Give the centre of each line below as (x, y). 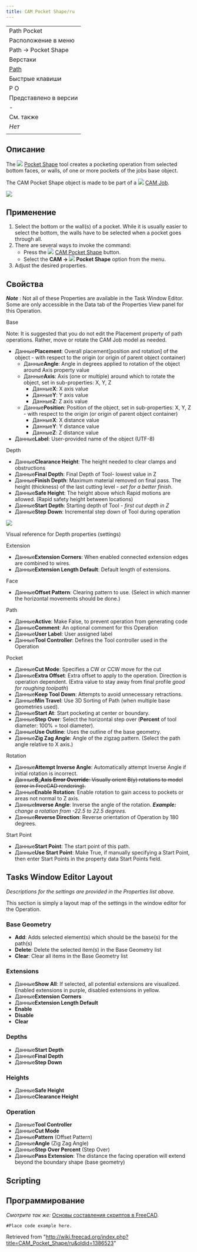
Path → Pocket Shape (39, 49)
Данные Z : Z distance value (65, 433)
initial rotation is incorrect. (46, 774)
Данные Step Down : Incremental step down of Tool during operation (97, 512)
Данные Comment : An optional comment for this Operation (86, 628)
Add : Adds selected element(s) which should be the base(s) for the (96, 938)
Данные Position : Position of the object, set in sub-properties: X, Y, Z (107, 408)
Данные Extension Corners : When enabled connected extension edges (101, 557)
